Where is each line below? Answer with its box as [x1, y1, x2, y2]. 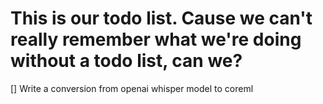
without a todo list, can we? [10, 50, 243, 72]
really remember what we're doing [10, 28, 302, 51]
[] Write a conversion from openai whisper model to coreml [10, 82, 254, 94]
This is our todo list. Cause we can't [10, 7, 313, 30]
